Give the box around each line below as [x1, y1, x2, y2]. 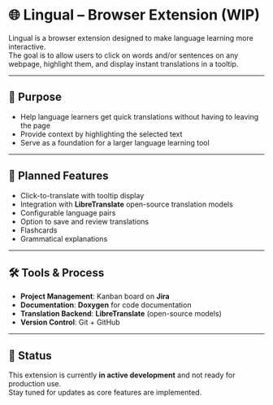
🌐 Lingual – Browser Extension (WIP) [8, 6, 260, 24]
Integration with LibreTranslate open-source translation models [19, 199, 233, 209]
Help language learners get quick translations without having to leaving [19, 111, 259, 121]
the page [19, 120, 51, 130]
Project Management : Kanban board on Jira [19, 291, 170, 302]
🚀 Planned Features [8, 169, 109, 183]
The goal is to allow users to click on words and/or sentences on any [8, 50, 239, 60]
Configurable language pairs [19, 207, 116, 217]
